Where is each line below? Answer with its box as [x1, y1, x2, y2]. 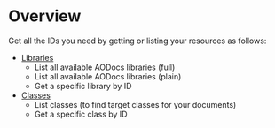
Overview [8, 6, 82, 26]
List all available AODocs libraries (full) [34, 62, 176, 72]
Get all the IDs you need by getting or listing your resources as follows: [8, 35, 267, 46]
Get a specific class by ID [34, 109, 128, 119]
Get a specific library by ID [34, 80, 132, 91]
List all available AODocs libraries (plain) [34, 71, 182, 81]
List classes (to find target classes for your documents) [34, 99, 237, 109]
